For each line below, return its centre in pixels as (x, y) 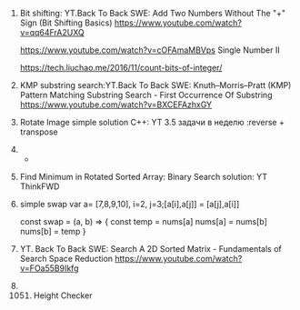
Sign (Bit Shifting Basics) (66, 23)
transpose (39, 132)
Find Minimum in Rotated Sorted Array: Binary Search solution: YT (144, 177)
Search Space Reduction (66, 259)
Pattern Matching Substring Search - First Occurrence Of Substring (146, 95)
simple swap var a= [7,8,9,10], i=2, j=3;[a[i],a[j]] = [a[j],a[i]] (130, 204)
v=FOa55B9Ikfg (49, 268)
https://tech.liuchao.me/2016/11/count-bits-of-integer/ (121, 68)
